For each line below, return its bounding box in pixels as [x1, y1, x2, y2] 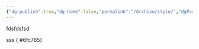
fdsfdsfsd [6, 25, 30, 32]
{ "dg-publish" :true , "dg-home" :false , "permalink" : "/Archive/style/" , [6, 8, 179, 15]
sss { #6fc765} [6, 36, 43, 43]
